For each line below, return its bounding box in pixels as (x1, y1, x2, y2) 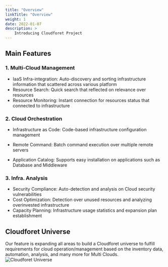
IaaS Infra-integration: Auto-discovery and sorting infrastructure (12, 76, 146, 82)
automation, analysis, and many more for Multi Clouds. (5, 251, 119, 257)
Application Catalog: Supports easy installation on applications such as (12, 156, 160, 162)
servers (12, 147, 29, 153)
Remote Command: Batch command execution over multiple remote (12, 141, 153, 147)
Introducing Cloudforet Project (14, 31, 82, 36)
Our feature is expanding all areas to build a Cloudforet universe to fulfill (5, 241, 155, 247)
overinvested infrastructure (12, 202, 70, 208)
